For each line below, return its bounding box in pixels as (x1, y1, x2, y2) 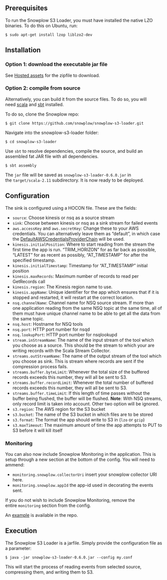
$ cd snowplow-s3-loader (5, 139, 57, 144)
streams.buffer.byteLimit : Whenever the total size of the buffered (12, 369, 150, 375)
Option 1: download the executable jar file (5, 61, 108, 68)
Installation (5, 46, 41, 55)
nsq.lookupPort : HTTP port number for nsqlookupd (12, 331, 117, 337)
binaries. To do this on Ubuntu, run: (5, 23, 78, 29)
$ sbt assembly (5, 163, 37, 168)
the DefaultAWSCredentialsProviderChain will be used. (12, 236, 125, 242)
